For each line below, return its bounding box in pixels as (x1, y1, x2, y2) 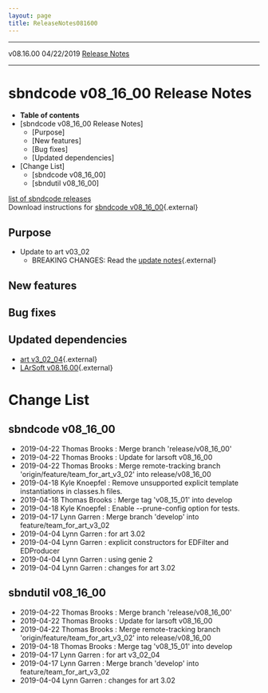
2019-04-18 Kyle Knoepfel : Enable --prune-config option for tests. (19, 503, 240, 513)
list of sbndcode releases (8, 194, 92, 204)
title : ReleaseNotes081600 (8, 19, 98, 27)
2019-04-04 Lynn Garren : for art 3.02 (19, 529, 146, 539)
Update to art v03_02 (19, 247, 90, 257)
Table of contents (19, 110, 80, 120)
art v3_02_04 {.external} (19, 354, 98, 364)
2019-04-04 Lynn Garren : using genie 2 (19, 554, 153, 564)
